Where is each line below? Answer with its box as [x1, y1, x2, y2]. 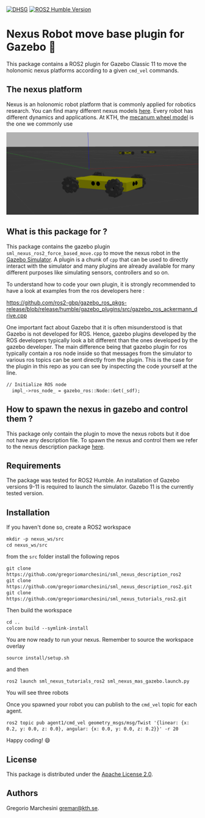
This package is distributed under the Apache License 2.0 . [6, 770, 154, 778]
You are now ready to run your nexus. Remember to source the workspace [6, 636, 194, 644]
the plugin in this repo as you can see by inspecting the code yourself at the [6, 362, 197, 370]
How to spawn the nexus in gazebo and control [6, 404, 188, 415]
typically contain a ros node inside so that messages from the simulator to [6, 350, 192, 357]
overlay [6, 642, 26, 650]
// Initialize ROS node [6, 381, 67, 387]
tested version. [6, 490, 44, 497]
